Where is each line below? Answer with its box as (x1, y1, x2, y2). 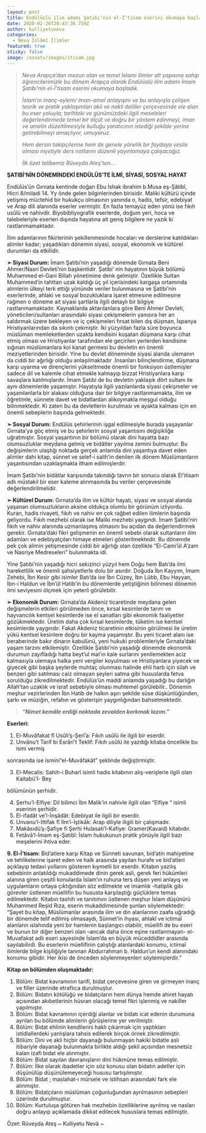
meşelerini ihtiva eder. (15, 837, 72, 845)
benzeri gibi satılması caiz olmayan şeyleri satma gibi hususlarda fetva (7, 669, 184, 677)
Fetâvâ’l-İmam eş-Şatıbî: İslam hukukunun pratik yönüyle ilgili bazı (15, 831, 182, 839)
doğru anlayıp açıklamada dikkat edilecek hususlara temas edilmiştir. (15, 1108, 189, 1115)
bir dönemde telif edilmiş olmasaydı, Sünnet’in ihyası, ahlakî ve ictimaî (7, 915, 182, 922)
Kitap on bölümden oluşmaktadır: (7, 966, 94, 973)
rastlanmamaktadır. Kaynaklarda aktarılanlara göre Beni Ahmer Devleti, (7, 304, 185, 311)
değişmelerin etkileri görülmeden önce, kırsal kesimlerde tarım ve (7, 605, 172, 612)
